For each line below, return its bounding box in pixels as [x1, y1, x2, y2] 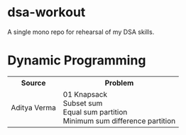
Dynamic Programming [7, 52, 146, 69]
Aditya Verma [11, 102, 57, 112]
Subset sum [62, 98, 103, 108]
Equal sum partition [62, 107, 128, 117]
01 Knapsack [62, 89, 108, 99]
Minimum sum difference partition [62, 116, 176, 126]
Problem [104, 78, 134, 88]
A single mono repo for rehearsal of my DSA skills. [7, 28, 155, 36]
